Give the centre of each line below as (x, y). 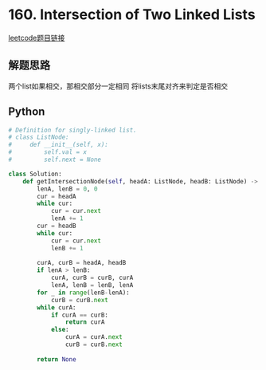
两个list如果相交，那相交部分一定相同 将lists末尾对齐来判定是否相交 (118, 86)
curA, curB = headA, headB (82, 263)
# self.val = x (48, 152)
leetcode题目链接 (37, 37)
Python (27, 112)
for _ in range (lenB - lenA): (83, 293)
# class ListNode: (39, 137)
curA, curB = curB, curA (92, 278)
